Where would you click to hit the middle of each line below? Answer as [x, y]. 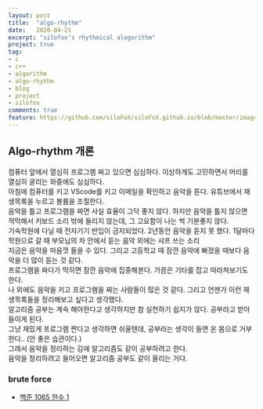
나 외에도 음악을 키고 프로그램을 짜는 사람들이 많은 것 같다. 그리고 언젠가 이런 [125, 289]
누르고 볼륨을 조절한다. [70, 201]
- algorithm [27, 74]
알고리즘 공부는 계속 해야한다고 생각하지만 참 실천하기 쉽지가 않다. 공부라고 [122, 309]
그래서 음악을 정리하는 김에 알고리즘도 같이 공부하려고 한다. [98, 348]
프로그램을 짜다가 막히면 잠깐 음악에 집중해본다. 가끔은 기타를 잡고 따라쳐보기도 [128, 270]
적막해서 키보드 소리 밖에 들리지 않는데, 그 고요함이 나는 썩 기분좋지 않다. [119, 221]
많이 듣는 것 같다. [57, 260]
